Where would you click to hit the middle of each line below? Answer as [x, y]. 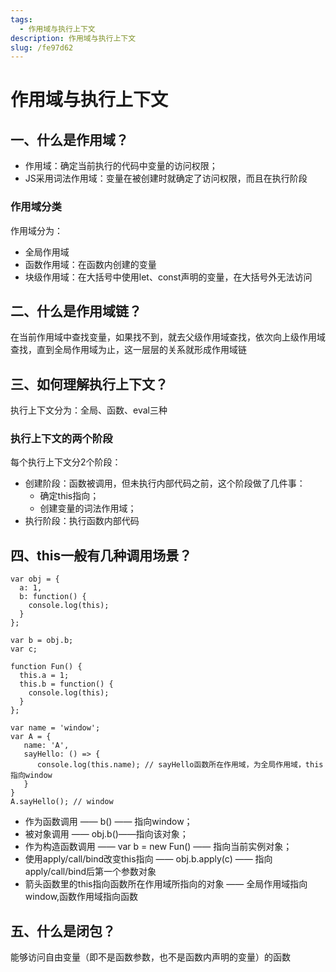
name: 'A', [46, 746]
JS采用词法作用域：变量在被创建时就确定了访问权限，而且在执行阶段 [166, 178]
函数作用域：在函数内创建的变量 [90, 264]
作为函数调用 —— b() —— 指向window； [108, 822]
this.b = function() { [66, 684]
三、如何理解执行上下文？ [89, 384]
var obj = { [35, 579]
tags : [21, 19]
